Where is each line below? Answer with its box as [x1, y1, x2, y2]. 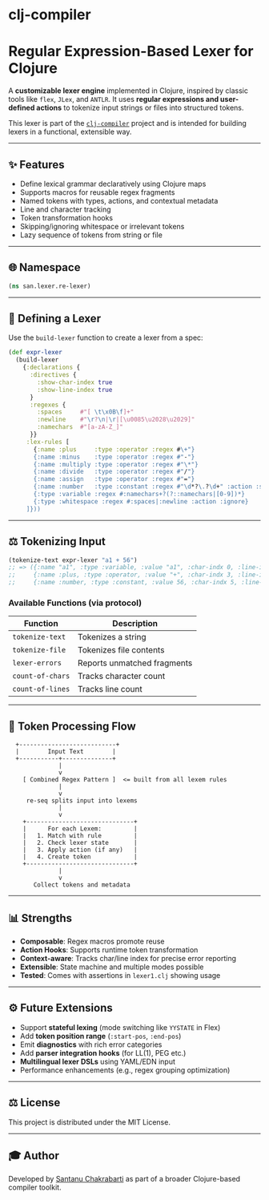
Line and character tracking [19, 204, 111, 214]
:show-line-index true [37, 386, 113, 394]
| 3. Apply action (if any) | [22, 846, 138, 855]
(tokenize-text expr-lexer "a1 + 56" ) [8, 556, 138, 564]
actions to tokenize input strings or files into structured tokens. [35, 103, 244, 113]
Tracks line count [77, 684, 143, 695]
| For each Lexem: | [22, 825, 138, 833]
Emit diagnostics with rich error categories [19, 1040, 163, 1049]
